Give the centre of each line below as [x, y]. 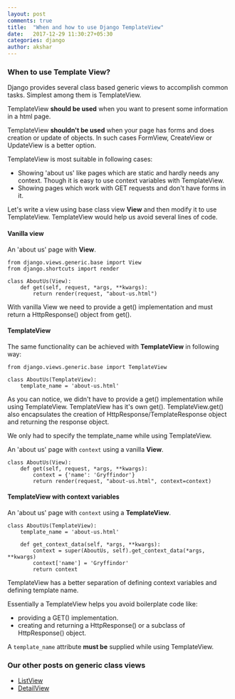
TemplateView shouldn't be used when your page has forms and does [111, 130]
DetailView [33, 688]
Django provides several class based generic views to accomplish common [118, 88]
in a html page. [29, 116]
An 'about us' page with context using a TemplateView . [89, 512]
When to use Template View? [59, 72]
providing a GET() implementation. [68, 618]
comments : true [30, 21]
